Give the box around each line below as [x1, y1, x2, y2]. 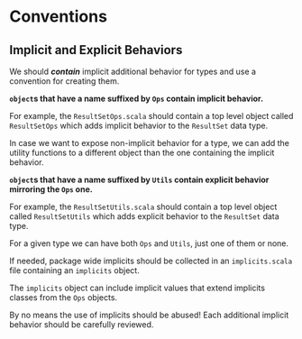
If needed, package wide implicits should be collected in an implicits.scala [9, 255, 293, 266]
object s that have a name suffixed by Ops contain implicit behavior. [9, 93, 264, 104]
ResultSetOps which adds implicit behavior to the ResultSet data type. [9, 120, 269, 131]
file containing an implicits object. [9, 265, 140, 276]
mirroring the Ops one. [9, 184, 93, 195]
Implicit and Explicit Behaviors [9, 42, 183, 58]
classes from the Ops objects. [9, 292, 118, 303]
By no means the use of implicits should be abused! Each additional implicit [9, 309, 289, 320]
